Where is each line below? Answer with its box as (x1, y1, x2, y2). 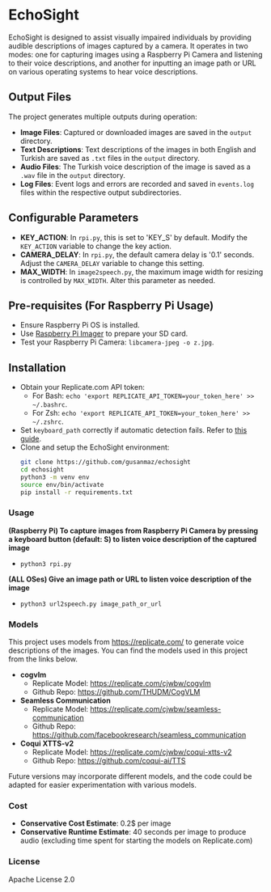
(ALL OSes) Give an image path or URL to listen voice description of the (8, 574, 252, 584)
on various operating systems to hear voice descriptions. (8, 66, 198, 76)
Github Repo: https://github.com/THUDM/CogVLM (32, 687, 201, 697)
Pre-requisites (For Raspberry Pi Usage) (8, 298, 214, 312)
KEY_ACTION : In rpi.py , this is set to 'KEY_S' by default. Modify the (19, 232, 248, 242)
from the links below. (8, 654, 78, 664)
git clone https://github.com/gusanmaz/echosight (19, 459, 192, 467)
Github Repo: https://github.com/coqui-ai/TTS (32, 756, 186, 766)
